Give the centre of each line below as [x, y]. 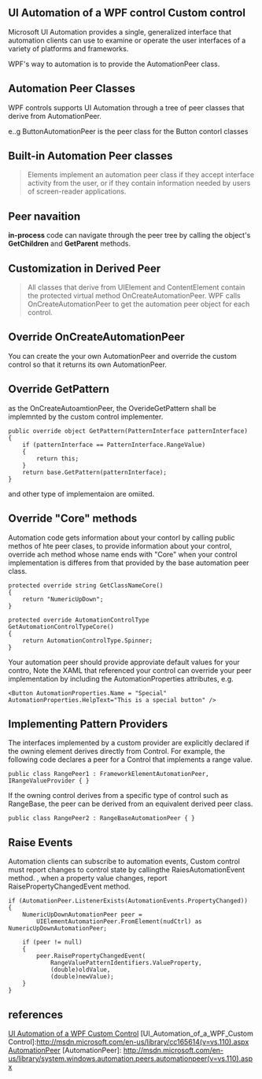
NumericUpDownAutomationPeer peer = [83, 915]
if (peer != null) [52, 942]
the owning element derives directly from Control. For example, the [117, 752]
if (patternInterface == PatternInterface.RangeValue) [114, 445]
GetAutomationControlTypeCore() [61, 626]
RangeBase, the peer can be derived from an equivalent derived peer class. [131, 804]
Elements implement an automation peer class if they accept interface [140, 175]
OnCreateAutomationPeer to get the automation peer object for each [138, 304]
